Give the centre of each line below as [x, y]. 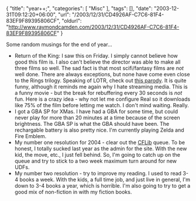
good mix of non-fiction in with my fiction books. [73, 192]
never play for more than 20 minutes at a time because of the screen [97, 118]
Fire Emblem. [30, 136]
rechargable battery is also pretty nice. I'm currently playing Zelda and [99, 130]
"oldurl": [71, 21]
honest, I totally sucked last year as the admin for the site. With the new [101, 149]
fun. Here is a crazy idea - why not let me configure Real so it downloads [102, 99]
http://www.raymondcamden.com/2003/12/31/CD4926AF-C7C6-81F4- [94, 27]
